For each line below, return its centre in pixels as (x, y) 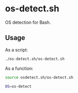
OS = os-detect (18, 86)
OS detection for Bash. (28, 22)
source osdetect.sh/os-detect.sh (39, 77)
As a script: (17, 49)
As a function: (19, 68)
